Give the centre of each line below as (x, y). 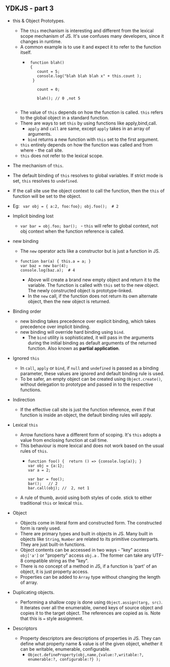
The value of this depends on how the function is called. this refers (92, 112)
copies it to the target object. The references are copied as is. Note (90, 613)
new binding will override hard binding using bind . (72, 332)
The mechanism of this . (38, 165)
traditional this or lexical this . (52, 503)
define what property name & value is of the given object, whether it (91, 644)
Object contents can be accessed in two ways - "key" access (84, 550)
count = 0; (48, 89)
